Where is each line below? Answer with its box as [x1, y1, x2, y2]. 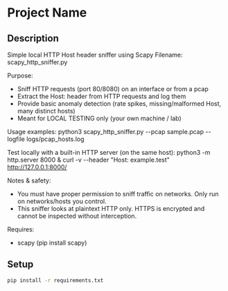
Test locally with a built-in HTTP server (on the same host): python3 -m [7, 149, 211, 156]
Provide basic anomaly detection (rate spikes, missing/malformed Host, [17, 100, 222, 108]
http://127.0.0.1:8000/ [7, 163, 67, 171]
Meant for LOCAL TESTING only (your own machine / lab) [17, 114, 182, 122]
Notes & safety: [7, 176, 51, 185]
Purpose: [7, 71, 33, 79]
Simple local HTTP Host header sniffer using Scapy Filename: [7, 50, 183, 59]
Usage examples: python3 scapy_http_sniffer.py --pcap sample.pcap [7, 128, 204, 135]
